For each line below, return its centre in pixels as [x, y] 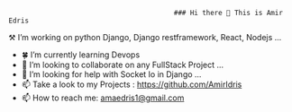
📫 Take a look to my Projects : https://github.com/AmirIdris [132, 84]
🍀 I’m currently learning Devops [81, 55]
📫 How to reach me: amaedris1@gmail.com [103, 98]
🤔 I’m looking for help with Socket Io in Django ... [111, 74]
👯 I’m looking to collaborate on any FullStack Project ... [123, 65]
